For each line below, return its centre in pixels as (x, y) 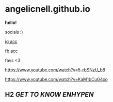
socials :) (14, 32)
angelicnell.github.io (48, 9)
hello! (11, 22)
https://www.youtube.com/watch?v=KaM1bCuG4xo (56, 79)
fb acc (11, 51)
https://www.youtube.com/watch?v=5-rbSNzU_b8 (55, 70)
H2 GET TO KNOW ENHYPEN (49, 94)
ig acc (11, 41)
